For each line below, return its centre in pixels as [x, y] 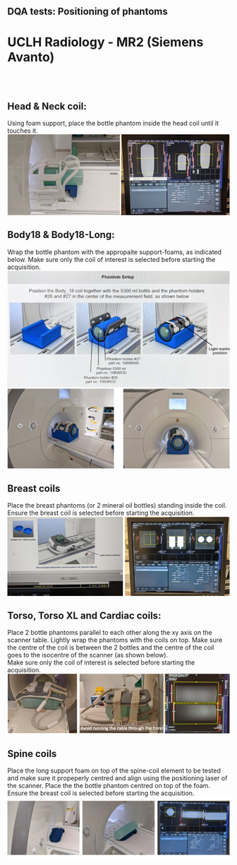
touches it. [23, 131]
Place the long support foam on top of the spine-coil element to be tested [114, 771]
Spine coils [32, 754]
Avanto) [31, 57]
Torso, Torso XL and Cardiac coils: [84, 615]
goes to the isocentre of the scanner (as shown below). [87, 655]
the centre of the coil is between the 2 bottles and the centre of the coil [111, 648]
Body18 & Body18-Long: [61, 235]
